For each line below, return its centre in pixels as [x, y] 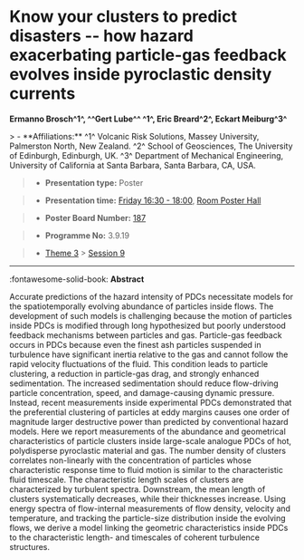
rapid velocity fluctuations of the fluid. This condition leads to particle [139, 363]
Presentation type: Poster [94, 182]
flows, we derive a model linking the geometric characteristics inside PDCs [149, 527]
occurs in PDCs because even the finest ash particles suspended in [136, 344]
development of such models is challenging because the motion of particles [151, 315]
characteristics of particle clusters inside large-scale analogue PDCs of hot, [151, 440]
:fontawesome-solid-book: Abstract [77, 279]
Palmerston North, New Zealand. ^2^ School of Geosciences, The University [151, 146]
